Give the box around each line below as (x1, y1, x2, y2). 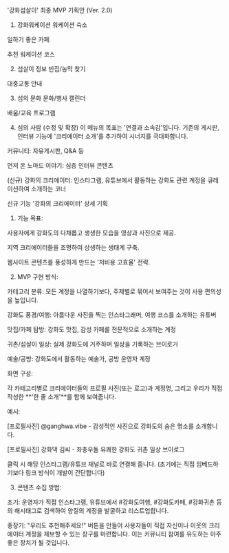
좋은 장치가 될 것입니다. (7, 539, 70, 547)
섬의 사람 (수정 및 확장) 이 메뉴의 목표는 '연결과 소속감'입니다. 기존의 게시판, (17, 124, 220, 131)
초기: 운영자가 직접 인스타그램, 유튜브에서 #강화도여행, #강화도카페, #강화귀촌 (7, 498, 215, 506)
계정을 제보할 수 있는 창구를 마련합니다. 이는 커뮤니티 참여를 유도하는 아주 (25, 530, 222, 538)
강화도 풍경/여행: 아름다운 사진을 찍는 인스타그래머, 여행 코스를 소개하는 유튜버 (7, 311, 217, 319)
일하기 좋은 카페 (7, 35, 50, 43)
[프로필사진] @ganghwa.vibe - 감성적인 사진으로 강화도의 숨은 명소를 (7, 422, 195, 430)
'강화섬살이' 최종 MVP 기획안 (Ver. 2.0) (7, 6, 113, 14)
